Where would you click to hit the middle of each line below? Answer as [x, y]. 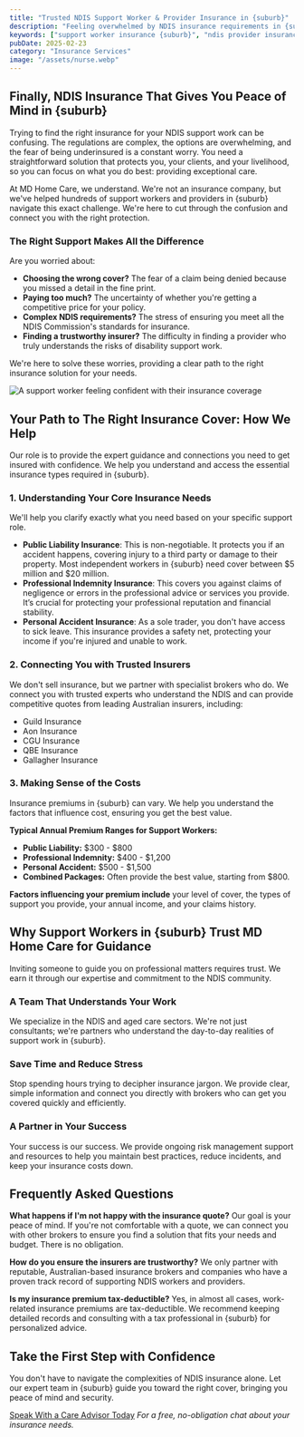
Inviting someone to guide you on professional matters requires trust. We [145, 968]
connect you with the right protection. [80, 218]
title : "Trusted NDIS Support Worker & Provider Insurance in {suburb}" [149, 18]
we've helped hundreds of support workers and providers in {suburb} [139, 198]
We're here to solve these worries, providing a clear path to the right [137, 364]
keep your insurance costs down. [71, 1165]
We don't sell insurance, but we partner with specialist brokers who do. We [149, 685]
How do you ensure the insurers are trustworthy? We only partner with [144, 1262]
